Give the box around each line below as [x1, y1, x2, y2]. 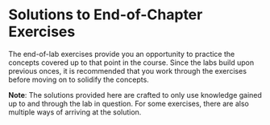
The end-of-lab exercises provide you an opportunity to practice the [8, 49, 235, 58]
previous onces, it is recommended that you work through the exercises [8, 66, 247, 75]
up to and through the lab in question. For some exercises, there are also [8, 99, 250, 108]
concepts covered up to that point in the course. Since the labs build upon [8, 58, 255, 67]
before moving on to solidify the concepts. [8, 75, 149, 84]
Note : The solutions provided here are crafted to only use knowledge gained [8, 90, 262, 99]
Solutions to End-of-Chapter [8, 6, 203, 24]
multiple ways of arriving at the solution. [8, 107, 142, 117]
